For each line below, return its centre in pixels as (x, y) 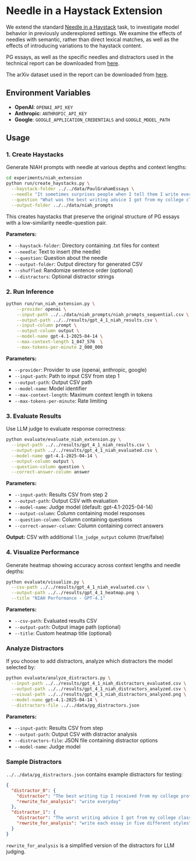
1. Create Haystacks (35, 155)
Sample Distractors (34, 761)
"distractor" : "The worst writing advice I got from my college (96, 818)
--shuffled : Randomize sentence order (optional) (73, 270)
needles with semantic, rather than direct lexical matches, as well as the (92, 39)
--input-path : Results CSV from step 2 (61, 495)
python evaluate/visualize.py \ (45, 582)
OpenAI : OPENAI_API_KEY (44, 107)
